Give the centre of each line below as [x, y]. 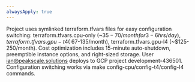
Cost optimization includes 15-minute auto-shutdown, [104, 48]
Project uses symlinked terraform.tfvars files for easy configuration [89, 29]
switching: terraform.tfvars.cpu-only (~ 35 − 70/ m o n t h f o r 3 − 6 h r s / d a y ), [94, 35]
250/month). [22, 48]
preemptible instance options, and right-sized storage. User [80, 54]
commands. [21, 73]
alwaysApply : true [29, 12]
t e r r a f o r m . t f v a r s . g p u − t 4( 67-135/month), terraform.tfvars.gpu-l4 [87, 41]
